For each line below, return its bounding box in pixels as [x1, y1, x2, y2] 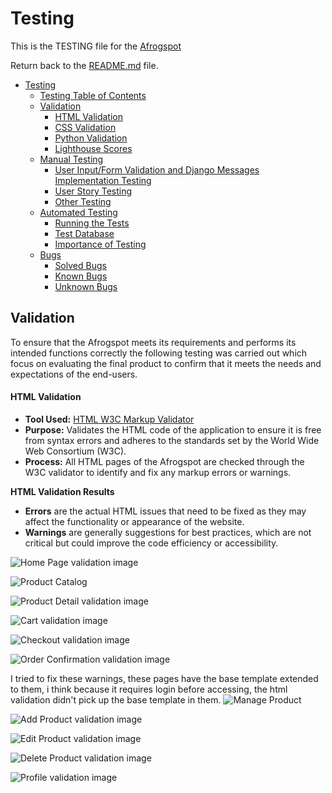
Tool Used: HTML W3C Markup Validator [24, 413, 195, 425]
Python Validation [54, 132, 128, 144]
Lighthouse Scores [54, 142, 133, 154]
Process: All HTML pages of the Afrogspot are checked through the [24, 455, 305, 467]
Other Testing [54, 195, 112, 207]
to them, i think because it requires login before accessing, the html [10, 683, 288, 695]
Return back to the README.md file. [10, 59, 159, 71]
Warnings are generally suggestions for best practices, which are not [24, 526, 312, 538]
